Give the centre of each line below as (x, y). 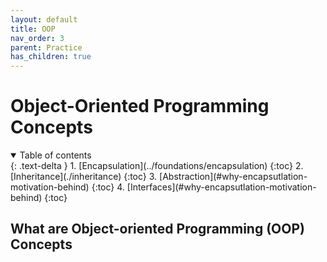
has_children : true (51, 57)
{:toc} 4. (108, 187)
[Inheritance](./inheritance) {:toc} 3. (84, 177)
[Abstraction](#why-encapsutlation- (233, 177)
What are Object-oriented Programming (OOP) (157, 229)
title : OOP (33, 29)
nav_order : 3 (37, 38)
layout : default (44, 19)
